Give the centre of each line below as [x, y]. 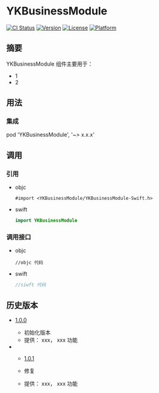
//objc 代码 [29, 263]
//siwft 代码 [30, 285]
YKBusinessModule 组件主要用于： [50, 64]
